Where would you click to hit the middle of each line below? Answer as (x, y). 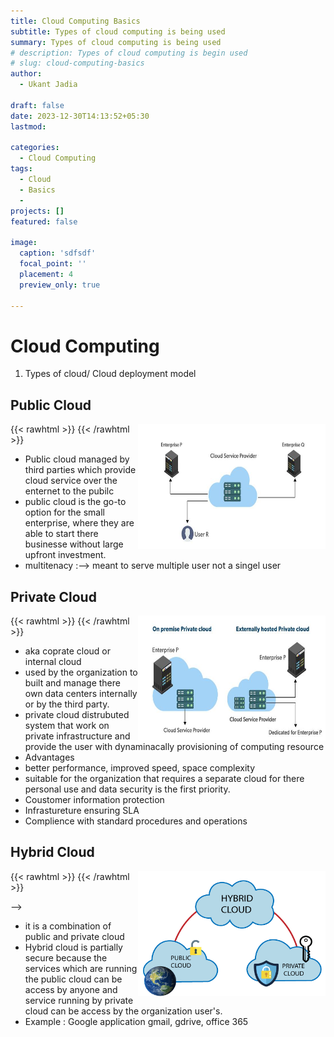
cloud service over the (71, 481)
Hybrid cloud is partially (73, 947)
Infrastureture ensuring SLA (82, 810)
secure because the (66, 957)
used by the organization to (81, 672)
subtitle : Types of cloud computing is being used (118, 31)
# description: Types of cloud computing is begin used (129, 53)
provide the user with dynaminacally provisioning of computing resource (174, 746)
